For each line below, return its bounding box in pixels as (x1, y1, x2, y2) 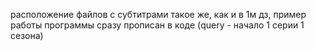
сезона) (10, 30, 44, 41)
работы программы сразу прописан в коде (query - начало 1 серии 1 (10, 19, 305, 31)
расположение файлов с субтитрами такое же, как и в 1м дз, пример (10, 9, 307, 20)
